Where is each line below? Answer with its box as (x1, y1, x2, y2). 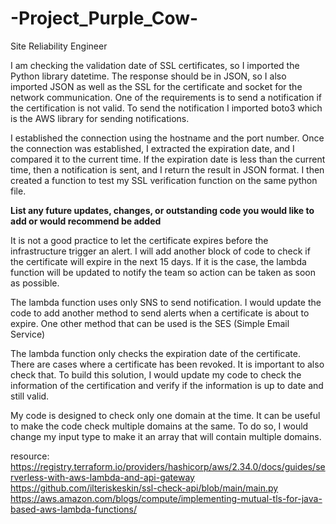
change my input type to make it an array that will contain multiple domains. (10, 430, 322, 442)
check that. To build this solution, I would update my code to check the (10, 368, 302, 381)
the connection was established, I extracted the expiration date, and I (10, 142, 295, 154)
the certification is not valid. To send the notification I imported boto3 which (10, 102, 323, 114)
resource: (10, 450, 50, 462)
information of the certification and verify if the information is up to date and (10, 379, 324, 391)
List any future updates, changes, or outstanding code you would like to (10, 204, 315, 216)
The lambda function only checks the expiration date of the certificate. (10, 347, 301, 359)
